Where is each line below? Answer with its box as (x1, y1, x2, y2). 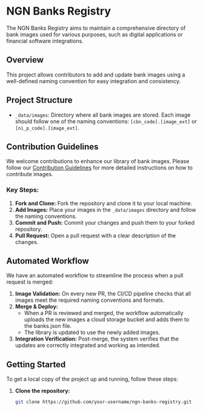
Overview (6, 55, 44, 65)
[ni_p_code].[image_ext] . (15, 124, 80, 131)
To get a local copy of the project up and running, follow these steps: (6, 375, 179, 383)
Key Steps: (6, 186, 39, 194)
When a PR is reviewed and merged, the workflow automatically (24, 310, 184, 317)
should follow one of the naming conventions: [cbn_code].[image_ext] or (15, 117, 197, 125)
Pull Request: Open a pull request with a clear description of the (15, 232, 176, 239)
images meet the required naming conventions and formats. (15, 296, 165, 304)
